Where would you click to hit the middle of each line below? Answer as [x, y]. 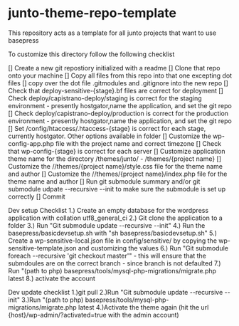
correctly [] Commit [37, 196]
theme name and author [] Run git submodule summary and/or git [104, 181]
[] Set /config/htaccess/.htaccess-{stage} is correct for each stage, [107, 128]
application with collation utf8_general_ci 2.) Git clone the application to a [115, 218]
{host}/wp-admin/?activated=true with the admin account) [94, 315]
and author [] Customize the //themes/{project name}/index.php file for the [118, 174]
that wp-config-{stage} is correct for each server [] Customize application [117, 151]
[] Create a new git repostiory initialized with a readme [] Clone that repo [114, 68]
